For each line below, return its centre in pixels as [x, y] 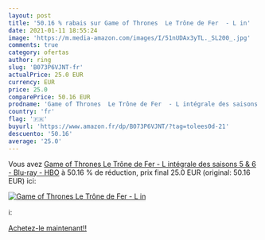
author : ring [30, 60]
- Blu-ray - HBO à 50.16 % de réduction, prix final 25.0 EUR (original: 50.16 [129, 172]
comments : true [33, 45]
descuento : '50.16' [41, 134]
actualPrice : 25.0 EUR [46, 75]
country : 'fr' [32, 112]
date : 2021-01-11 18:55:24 [53, 30]
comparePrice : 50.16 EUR [49, 97]
